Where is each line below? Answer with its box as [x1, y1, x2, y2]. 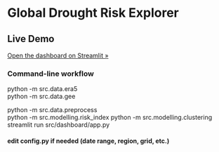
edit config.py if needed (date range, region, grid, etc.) [7, 137, 170, 145]
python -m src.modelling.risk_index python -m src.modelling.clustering [7, 113, 213, 122]
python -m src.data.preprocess [7, 106, 98, 114]
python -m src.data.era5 [7, 85, 78, 93]
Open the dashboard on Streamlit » [7, 51, 109, 60]
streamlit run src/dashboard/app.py [7, 120, 110, 129]
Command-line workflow [7, 69, 95, 78]
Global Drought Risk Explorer [7, 5, 179, 21]
